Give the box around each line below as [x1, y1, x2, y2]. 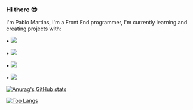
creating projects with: [6, 25, 62, 32]
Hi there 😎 [6, 5, 38, 14]
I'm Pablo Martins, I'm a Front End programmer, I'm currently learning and [6, 19, 188, 26]
